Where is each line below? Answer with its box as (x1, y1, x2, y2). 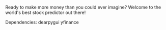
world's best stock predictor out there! (5, 9, 86, 15)
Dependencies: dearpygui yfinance (5, 19, 79, 25)
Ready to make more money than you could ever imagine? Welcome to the (5, 4, 161, 10)
